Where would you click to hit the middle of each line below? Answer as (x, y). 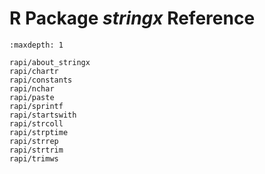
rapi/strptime (39, 132)
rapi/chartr (34, 71)
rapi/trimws (34, 158)
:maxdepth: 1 (36, 45)
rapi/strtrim (36, 150)
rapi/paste (32, 97)
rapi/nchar (32, 88)
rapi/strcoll (36, 123)
